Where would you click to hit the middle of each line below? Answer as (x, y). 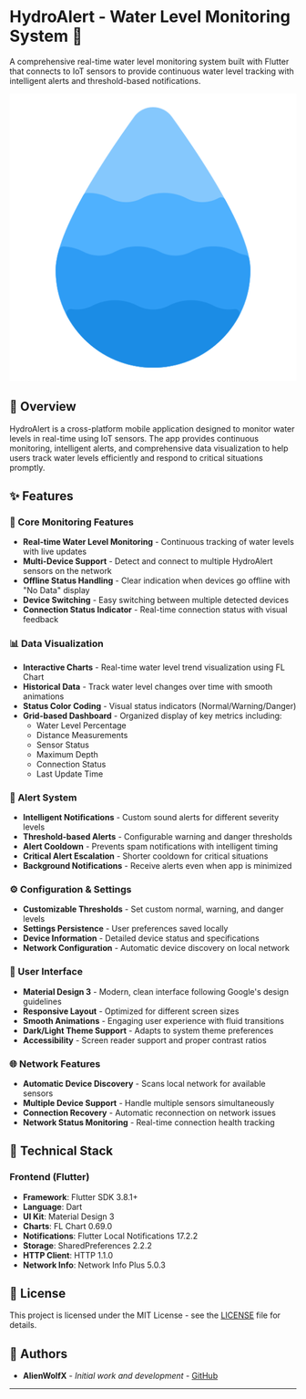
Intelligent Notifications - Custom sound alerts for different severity (151, 818)
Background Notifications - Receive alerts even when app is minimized (157, 866)
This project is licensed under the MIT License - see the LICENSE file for (145, 1315)
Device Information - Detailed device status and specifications (141, 938)
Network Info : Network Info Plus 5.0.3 (94, 1265)
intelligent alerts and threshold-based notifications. (105, 80)
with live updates (55, 552)
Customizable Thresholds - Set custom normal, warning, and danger (153, 909)
